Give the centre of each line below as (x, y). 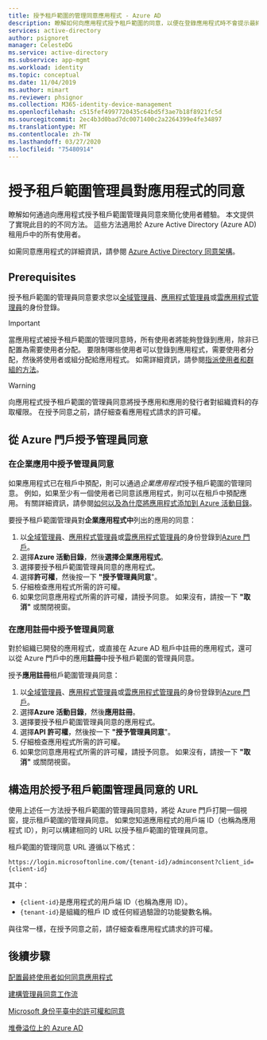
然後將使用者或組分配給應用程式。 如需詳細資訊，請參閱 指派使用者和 (134, 360)
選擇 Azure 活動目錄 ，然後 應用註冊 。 (79, 712)
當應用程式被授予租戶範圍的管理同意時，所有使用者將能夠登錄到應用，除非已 (133, 340)
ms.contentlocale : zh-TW (49, 134)
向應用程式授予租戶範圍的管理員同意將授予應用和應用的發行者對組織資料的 (130, 402)
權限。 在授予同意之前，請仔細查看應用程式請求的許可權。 (110, 412)
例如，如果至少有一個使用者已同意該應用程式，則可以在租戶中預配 (132, 493)
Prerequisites (42, 277)
